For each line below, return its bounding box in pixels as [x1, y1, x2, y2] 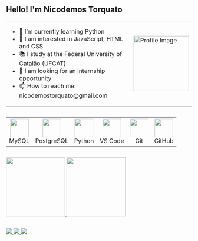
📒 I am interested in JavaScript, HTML [19, 35, 124, 43]
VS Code [99, 137, 124, 145]
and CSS [19, 42, 43, 50]
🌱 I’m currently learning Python [19, 27, 105, 35]
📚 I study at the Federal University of [19, 49, 123, 58]
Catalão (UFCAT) [19, 59, 67, 67]
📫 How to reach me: [19, 82, 77, 90]
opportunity [19, 74, 52, 82]
